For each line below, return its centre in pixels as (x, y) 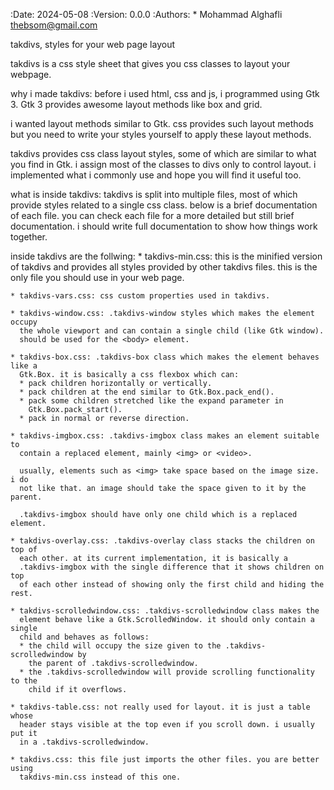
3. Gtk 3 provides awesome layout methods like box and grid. (136, 104)
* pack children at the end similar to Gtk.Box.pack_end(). (147, 392)
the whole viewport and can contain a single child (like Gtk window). (172, 331)
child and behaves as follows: (84, 637)
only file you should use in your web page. (97, 277)
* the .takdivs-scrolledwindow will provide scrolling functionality (167, 672)
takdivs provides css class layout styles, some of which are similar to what (163, 153)
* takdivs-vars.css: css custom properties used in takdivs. (140, 296)
